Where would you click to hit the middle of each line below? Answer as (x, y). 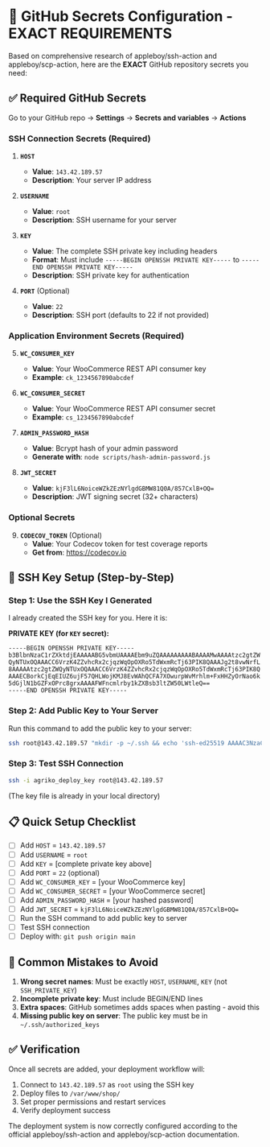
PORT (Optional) (45, 291)
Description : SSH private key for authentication (111, 275)
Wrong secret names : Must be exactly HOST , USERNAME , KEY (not (123, 981)
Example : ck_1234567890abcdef (83, 378)
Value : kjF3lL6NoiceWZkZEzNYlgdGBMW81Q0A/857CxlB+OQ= (123, 488)
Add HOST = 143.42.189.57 (63, 845)
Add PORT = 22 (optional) (60, 873)
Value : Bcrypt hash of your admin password (105, 448)
